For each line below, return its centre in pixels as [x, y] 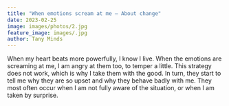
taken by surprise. [33, 95]
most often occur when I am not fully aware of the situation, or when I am [111, 88]
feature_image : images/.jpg [47, 33]
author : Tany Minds [35, 39]
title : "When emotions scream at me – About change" [84, 13]
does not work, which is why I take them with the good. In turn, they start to [114, 74]
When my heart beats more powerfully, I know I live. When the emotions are [115, 59]
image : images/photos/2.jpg [47, 26]
